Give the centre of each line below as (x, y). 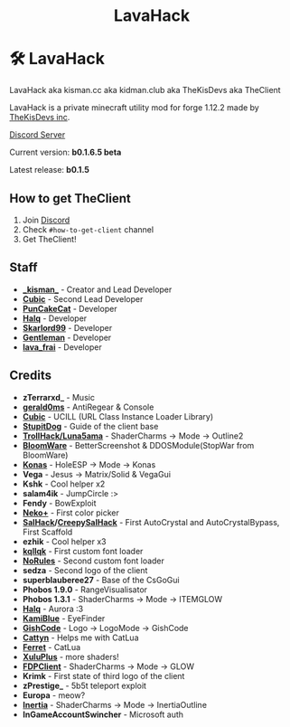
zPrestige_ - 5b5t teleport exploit (84, 685)
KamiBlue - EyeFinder (64, 618)
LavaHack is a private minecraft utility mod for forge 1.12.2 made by (134, 108)
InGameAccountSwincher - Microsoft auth (103, 714)
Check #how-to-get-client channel (88, 229)
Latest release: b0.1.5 (50, 170)
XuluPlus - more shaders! (70, 656)
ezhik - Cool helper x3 (64, 541)
